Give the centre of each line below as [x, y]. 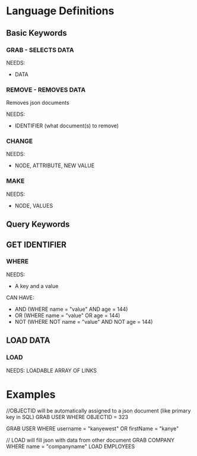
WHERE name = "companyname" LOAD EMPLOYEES [71, 446]
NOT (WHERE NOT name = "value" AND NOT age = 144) [84, 321]
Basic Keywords [36, 33]
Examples [31, 394]
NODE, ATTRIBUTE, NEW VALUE [55, 165]
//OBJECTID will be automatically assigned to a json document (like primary [99, 411]
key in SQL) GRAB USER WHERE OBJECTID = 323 [67, 417]
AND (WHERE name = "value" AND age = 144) [71, 309]
